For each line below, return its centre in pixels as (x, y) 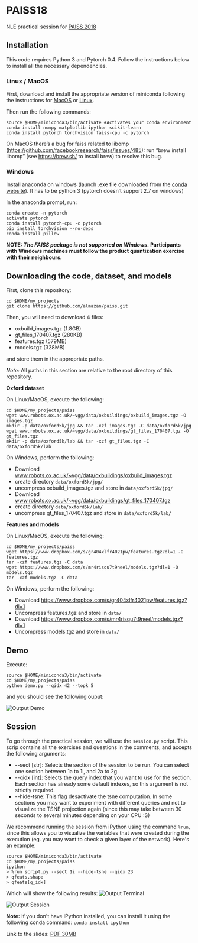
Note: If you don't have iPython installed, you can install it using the (88, 916)
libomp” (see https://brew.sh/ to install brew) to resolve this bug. (84, 157)
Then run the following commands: (49, 112)
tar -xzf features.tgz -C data (45, 562)
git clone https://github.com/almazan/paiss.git (67, 306)
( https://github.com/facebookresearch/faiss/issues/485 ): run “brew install (96, 150)
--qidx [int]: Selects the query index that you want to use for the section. (103, 777)
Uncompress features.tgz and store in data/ (68, 613)
